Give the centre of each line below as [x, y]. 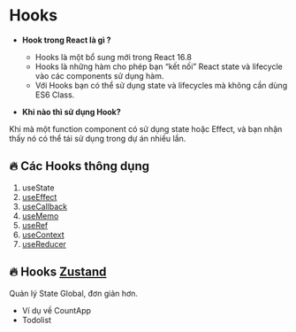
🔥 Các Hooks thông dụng [80, 166]
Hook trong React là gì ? [67, 40]
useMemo [40, 216]
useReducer [44, 243]
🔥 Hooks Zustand [58, 272]
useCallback [45, 206]
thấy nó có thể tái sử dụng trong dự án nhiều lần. [98, 138]
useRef [35, 225]
